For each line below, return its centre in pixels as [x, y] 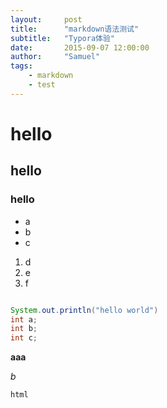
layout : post [46, 19]
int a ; [24, 319]
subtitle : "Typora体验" [62, 38]
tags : [21, 66]
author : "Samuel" [55, 57]
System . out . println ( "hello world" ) [84, 310]
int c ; [24, 338]
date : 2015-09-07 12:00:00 [80, 47]
